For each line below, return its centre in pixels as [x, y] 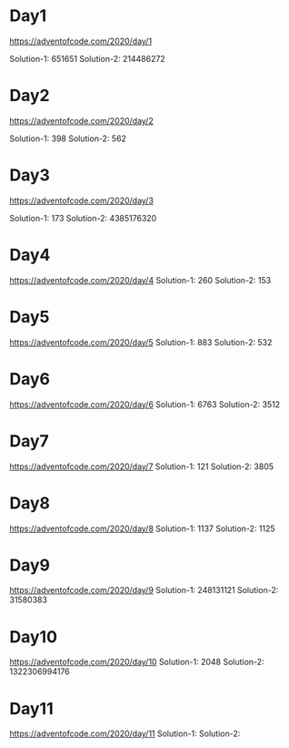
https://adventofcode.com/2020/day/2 [82, 120]
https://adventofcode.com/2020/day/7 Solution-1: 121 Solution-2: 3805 [142, 466]
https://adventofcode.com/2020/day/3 [82, 200]
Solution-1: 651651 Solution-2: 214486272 [87, 58]
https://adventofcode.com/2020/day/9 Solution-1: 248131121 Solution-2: [144, 590]
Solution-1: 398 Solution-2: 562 [68, 138]
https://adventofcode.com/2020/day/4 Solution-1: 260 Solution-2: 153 [140, 280]
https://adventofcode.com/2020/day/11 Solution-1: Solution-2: [125, 733]
